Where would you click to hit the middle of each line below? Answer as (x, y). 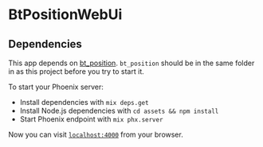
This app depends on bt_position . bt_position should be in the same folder (131, 63)
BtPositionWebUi (65, 15)
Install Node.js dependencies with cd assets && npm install (119, 110)
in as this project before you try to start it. (77, 72)
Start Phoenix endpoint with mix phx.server (91, 119)
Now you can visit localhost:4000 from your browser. (96, 134)
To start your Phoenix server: (56, 87)
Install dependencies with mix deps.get (84, 102)
